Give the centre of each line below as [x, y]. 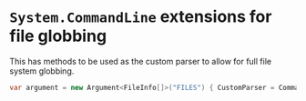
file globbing [58, 36]
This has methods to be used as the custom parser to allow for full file [140, 61]
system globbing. [42, 71]
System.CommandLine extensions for [141, 17]
